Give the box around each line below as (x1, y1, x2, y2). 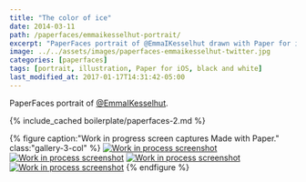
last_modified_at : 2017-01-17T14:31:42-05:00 (9, 73, 185, 82)
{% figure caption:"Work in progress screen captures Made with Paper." (9, 133, 280, 144)
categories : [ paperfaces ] (9, 56, 107, 65)
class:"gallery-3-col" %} (9, 142, 101, 153)
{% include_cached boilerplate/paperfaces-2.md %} (9, 115, 207, 126)
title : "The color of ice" (9, 13, 112, 23)
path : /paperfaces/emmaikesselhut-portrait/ (9, 30, 181, 39)
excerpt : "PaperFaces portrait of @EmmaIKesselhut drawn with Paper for (9, 38, 291, 48)
